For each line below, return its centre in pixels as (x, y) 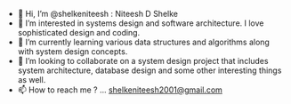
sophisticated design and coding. (79, 32)
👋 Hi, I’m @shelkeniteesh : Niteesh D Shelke (97, 14)
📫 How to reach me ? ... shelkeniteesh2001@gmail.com (120, 90)
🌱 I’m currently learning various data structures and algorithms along (143, 42)
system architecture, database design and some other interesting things (150, 70)
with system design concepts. (73, 52)
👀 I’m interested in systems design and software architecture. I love (141, 23)
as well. (32, 80)
